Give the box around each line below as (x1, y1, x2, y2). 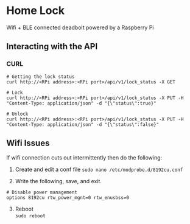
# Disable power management (6, 189, 78, 195)
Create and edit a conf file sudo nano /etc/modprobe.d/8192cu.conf (15, 166, 183, 173)
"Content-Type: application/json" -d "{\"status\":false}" (6, 121, 160, 128)
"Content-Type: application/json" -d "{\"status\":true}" (6, 100, 157, 107)
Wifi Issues (6, 138, 50, 149)
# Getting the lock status (6, 74, 75, 80)
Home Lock (6, 4, 65, 18)
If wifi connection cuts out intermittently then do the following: (6, 154, 163, 161)
